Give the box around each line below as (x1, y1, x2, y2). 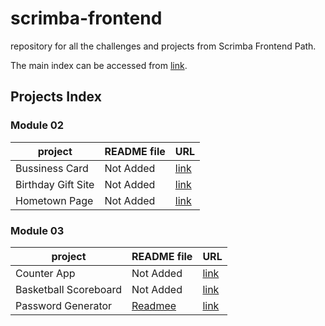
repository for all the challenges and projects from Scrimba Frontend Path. (10, 40, 317, 52)
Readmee (131, 298, 177, 312)
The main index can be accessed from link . (10, 59, 188, 71)
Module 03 (10, 223, 65, 237)
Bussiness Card (15, 161, 89, 175)
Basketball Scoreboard (15, 282, 123, 296)
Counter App (15, 266, 76, 280)
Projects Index (10, 88, 102, 106)
